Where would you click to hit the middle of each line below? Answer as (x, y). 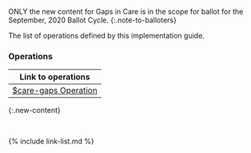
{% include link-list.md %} (51, 141)
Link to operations (55, 77)
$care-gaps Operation (55, 91)
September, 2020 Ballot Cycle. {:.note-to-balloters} (93, 20)
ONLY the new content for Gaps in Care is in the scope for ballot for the (126, 12)
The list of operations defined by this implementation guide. (107, 36)
